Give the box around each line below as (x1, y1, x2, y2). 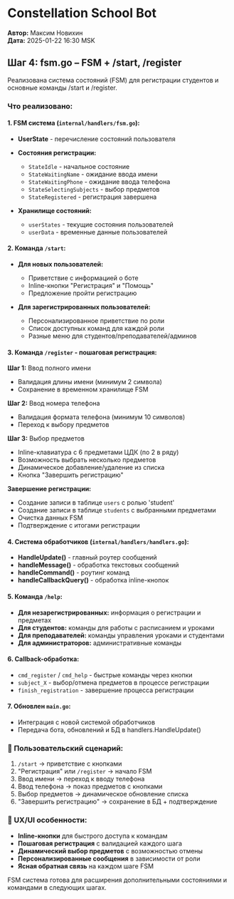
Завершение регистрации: (7, 485, 92, 493)
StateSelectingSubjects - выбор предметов (28, 185, 160, 193)
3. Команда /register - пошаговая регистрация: (7, 348, 157, 356)
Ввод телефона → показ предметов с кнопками (17, 782, 163, 791)
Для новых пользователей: (17, 260, 104, 269)
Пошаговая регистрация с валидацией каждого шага (17, 839, 183, 848)
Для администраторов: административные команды (17, 638, 182, 647)
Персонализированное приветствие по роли (28, 317, 165, 325)
